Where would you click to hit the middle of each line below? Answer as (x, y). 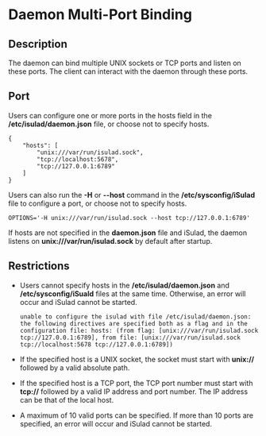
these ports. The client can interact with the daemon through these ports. (128, 71)
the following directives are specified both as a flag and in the (133, 323)
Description (38, 44)
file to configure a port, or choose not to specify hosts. (98, 203)
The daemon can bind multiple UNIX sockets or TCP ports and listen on (125, 63)
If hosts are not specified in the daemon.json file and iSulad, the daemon (128, 233)
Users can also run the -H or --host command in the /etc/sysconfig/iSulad (132, 195)
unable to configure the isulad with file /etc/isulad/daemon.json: (135, 316)
